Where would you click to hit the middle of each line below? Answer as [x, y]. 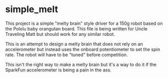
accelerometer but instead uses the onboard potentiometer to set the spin [83, 49]
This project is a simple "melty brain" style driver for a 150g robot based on [84, 23]
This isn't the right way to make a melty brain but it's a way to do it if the [81, 64]
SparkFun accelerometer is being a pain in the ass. [59, 70]
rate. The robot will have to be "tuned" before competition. [67, 55]
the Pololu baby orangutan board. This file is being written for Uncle [76, 28]
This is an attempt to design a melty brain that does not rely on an [74, 44]
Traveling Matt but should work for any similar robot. [60, 34]
